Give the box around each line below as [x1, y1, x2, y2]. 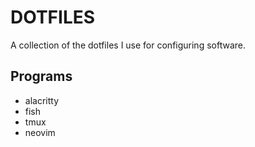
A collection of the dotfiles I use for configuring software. [10, 39, 246, 51]
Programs [10, 68, 73, 85]
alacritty [24, 94, 60, 106]
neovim [24, 126, 56, 138]
